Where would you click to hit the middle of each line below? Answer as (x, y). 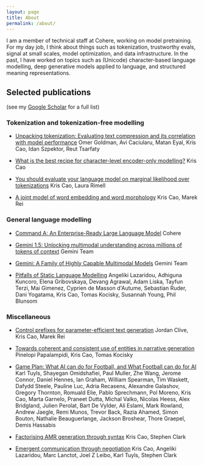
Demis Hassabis (35, 425)
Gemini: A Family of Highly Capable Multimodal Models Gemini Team (101, 263)
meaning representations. (39, 73)
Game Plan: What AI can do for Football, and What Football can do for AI (106, 367)
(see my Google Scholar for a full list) (53, 107)
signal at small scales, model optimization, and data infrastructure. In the (97, 54)
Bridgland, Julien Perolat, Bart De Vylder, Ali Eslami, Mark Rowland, (99, 406)
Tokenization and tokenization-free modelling (75, 123)
